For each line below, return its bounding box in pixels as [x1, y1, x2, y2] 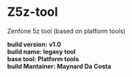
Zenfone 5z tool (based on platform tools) [7, 27, 126, 35]
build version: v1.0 [7, 40, 62, 48]
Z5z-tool [7, 4, 59, 20]
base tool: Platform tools [7, 54, 79, 63]
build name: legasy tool [7, 47, 76, 56]
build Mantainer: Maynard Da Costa [7, 62, 112, 70]
